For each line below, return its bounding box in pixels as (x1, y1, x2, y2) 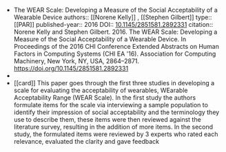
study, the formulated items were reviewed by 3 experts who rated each (13, 130, 218, 138)
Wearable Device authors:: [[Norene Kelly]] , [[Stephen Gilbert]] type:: (13, 13, 212, 21)
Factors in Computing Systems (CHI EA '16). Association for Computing (13, 50, 216, 58)
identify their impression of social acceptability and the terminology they (13, 108, 220, 116)
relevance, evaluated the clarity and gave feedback (13, 138, 160, 145)
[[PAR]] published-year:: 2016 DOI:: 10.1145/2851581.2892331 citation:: (13, 21, 214, 28)
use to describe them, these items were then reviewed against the (13, 116, 201, 123)
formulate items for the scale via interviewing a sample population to (13, 101, 209, 109)
